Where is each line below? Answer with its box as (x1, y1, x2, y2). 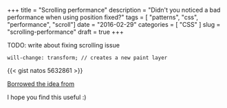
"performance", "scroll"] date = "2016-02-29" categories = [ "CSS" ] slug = (7, 21, 221, 28)
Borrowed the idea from (7, 80, 74, 88)
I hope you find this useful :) (7, 93, 87, 101)
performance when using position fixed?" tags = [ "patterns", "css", (7, 13, 198, 21)
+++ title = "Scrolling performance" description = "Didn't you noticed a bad (7, 6, 221, 14)
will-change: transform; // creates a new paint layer (7, 54, 168, 61)
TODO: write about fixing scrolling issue (7, 41, 120, 49)
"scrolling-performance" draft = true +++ (7, 28, 124, 36)
